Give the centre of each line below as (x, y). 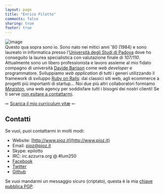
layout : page (18, 10)
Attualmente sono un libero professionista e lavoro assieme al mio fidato (78, 63)
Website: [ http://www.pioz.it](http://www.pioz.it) (61, 140)
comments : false (22, 19)
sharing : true (20, 23)
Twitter (19, 166)
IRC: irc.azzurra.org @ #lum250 (44, 156)
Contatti (18, 119)
